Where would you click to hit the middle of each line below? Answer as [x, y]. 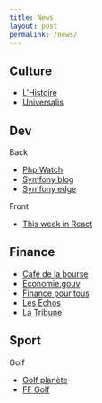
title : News [31, 18]
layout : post [34, 26]
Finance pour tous [55, 293]
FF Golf [36, 389]
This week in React [57, 224]
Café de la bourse [55, 274]
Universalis [43, 102]
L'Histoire [40, 93]
